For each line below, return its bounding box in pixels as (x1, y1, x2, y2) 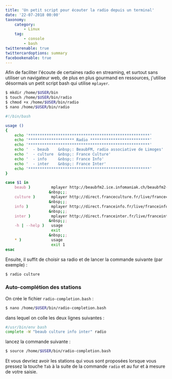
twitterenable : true (5, 46, 50, 51)
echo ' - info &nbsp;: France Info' (14, 156, 104, 162)
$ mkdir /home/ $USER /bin (5, 90, 58, 96)
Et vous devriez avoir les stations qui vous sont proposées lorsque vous (5, 358, 157, 364)
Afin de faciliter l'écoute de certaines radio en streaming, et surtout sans (5, 69, 158, 75)
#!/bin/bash (5, 113, 31, 119)
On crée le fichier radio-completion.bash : (5, 295, 94, 301)
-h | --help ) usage (14, 223, 63, 229)
